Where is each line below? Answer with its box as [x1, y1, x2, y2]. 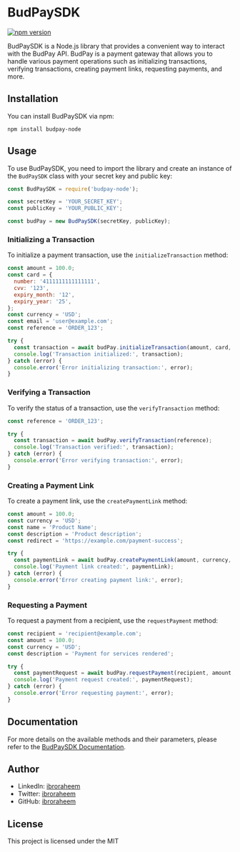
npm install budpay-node [7, 126, 81, 133]
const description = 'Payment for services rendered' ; [7, 650, 174, 657]
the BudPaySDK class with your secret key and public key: [7, 171, 173, 180]
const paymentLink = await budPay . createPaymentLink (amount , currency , [14, 556, 232, 564]
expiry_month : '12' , [14, 291, 75, 299]
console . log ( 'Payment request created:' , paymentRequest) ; [14, 676, 194, 683]
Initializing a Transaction [7, 234, 95, 244]
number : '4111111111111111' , [14, 278, 101, 286]
